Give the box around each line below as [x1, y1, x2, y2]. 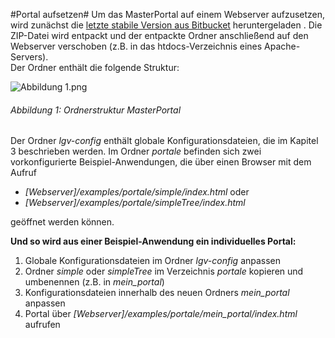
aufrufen [24, 319, 61, 331]
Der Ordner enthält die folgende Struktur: [10, 62, 180, 73]
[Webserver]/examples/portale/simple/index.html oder [24, 186, 250, 198]
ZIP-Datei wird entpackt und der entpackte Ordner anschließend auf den [10, 30, 309, 41]
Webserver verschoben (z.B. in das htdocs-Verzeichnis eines [10, 40, 263, 52]
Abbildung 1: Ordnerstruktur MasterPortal [10, 104, 182, 116]
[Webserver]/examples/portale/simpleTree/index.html [24, 197, 246, 209]
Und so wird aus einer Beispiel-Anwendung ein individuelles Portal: [10, 235, 297, 248]
